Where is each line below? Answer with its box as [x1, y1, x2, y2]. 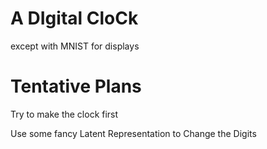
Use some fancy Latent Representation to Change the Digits [10, 127, 257, 139]
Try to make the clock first [10, 108, 119, 120]
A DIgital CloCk [10, 7, 139, 30]
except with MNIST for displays [10, 40, 140, 52]
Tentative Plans [10, 75, 142, 98]
